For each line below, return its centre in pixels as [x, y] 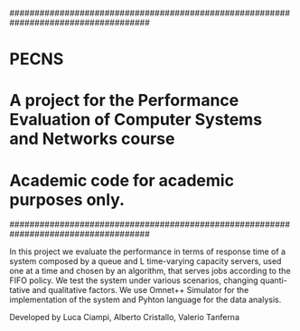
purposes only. [67, 199]
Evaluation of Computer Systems [136, 120]
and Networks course [92, 139]
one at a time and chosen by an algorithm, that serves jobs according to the [150, 271]
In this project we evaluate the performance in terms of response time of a [148, 251]
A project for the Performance [124, 101]
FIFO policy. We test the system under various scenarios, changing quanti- [148, 280]
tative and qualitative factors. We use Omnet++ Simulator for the [129, 290]
